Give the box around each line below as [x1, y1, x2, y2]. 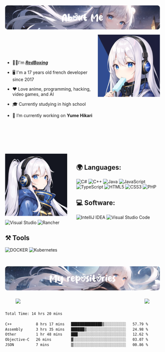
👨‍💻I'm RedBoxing [12, 60, 48, 65]
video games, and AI [12, 92, 54, 97]
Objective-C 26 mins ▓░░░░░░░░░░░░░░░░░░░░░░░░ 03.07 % [5, 337, 148, 342]
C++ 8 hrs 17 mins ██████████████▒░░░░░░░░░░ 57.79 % [5, 321, 148, 326]
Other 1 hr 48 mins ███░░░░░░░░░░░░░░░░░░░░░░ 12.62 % [5, 332, 148, 337]
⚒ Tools [5, 234, 30, 242]
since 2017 [12, 77, 34, 83]
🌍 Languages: [76, 163, 121, 171]
